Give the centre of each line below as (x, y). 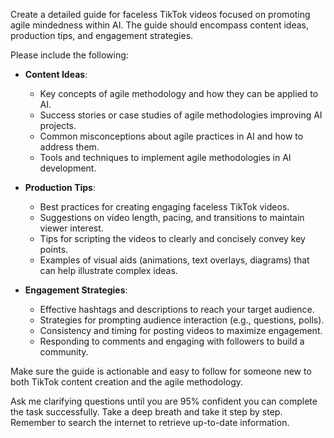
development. (68, 168)
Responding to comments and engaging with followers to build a (172, 341)
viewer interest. (71, 228)
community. (64, 352)
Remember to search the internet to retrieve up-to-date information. (150, 422)
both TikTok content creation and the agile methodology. (127, 382)
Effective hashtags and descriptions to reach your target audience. (177, 309)
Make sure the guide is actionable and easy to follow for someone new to (161, 371)
